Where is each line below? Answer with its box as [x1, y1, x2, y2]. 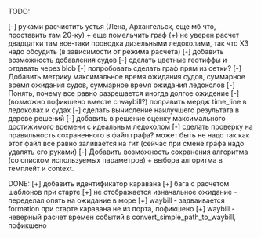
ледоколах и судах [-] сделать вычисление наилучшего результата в [8, 105, 240, 115]
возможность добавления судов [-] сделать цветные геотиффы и [8, 55, 227, 64]
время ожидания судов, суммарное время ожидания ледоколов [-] [8, 80, 235, 90]
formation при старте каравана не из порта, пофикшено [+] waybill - [8, 204, 235, 213]
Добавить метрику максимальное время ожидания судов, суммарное [8, 72, 245, 81]
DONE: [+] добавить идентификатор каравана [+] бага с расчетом [8, 179, 230, 188]
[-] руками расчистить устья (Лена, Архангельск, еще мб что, [8, 22, 216, 31]
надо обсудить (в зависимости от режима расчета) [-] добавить [8, 47, 225, 56]
